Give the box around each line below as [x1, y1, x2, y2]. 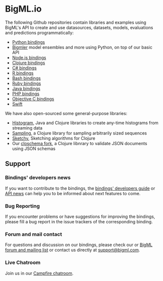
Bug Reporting [5, 202, 40, 209]
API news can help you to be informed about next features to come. [5, 190, 141, 196]
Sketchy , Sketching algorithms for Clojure [12, 135, 96, 141]
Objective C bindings [12, 96, 54, 101]
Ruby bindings [12, 80, 41, 86]
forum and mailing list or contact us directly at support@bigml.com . [5, 247, 140, 253]
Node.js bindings [12, 54, 46, 60]
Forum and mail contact [5, 231, 62, 237]
